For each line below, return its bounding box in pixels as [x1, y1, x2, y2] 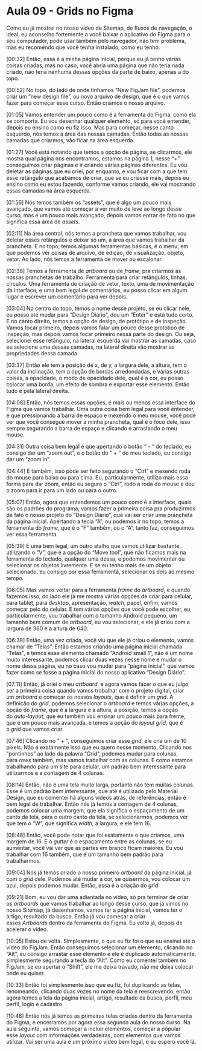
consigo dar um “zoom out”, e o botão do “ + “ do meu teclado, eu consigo [6, 449, 192, 456]
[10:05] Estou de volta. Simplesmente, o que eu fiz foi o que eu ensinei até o [6, 937, 195, 944]
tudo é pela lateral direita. [6, 387, 70, 394]
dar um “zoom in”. [6, 455, 51, 463]
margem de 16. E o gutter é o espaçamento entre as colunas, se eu [6, 837, 172, 845]
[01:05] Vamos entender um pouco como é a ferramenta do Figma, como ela [6, 111, 197, 118]
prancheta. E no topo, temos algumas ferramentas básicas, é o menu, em [6, 242, 189, 249]
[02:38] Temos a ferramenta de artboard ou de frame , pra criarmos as [6, 267, 181, 274]
